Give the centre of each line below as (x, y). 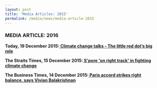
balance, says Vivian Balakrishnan (40, 80)
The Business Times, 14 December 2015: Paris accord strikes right (73, 75)
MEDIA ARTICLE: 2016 (32, 35)
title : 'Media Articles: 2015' (37, 14)
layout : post (18, 9)
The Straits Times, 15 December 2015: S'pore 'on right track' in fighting (78, 60)
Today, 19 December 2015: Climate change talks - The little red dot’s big (79, 46)
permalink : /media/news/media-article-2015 (50, 18)
